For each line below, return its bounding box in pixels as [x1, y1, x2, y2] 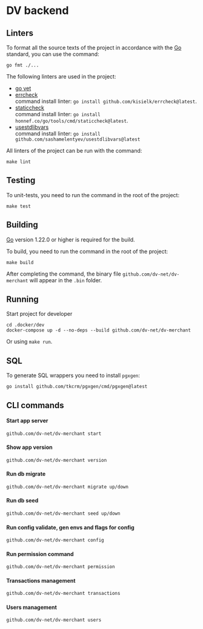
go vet [15, 85, 32, 92]
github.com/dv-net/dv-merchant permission [6, 564, 115, 570]
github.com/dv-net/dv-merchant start [6, 430, 102, 437]
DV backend [6, 4, 69, 18]
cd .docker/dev [6, 322, 45, 328]
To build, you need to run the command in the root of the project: [6, 248, 168, 255]
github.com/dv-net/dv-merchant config [6, 537, 104, 543]
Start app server [6, 417, 48, 425]
